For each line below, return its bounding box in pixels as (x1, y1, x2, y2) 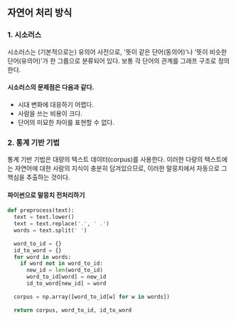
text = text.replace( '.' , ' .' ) (14, 220, 110, 228)
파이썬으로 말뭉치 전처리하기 (7, 190, 85, 199)
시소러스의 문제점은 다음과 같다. (7, 83, 95, 91)
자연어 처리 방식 (7, 6, 73, 19)
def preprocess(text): (7, 207, 75, 214)
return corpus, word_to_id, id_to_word (14, 306, 132, 314)
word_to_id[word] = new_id (26, 273, 107, 280)
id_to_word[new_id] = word (26, 280, 107, 287)
